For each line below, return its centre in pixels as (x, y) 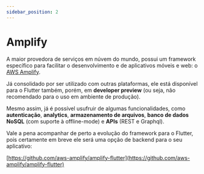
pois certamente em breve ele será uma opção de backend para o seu (94, 139)
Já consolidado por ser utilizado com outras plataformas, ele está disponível (102, 83)
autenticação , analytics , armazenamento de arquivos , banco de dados (97, 115)
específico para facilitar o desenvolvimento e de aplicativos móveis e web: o (102, 65)
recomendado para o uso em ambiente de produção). (73, 96)
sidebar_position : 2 (33, 12)
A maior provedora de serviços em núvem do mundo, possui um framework (101, 59)
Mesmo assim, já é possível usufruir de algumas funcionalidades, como (96, 108)
